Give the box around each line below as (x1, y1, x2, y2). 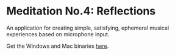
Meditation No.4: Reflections (6, 4, 156, 18)
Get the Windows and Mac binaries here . (6, 42, 109, 50)
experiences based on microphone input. (6, 30, 110, 37)
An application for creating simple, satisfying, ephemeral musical (6, 24, 170, 31)
